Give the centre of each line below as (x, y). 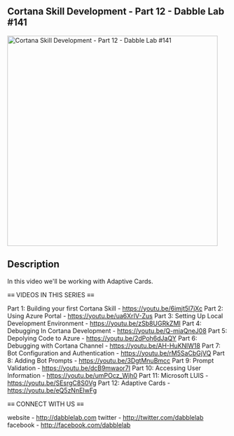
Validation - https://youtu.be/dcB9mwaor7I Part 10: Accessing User (104, 368)
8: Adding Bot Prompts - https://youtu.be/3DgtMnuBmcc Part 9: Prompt (111, 360)
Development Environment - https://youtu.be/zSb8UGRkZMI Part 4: (104, 323)
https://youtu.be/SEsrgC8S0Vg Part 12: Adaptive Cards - (89, 383)
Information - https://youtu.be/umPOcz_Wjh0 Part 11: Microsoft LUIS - (108, 375)
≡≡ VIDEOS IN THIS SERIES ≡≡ (51, 294)
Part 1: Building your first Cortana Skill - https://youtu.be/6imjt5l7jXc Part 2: (115, 308)
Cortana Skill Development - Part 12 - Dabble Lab (116, 12)
